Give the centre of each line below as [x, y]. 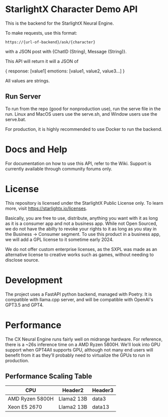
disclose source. [22, 260]
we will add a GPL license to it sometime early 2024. [59, 239]
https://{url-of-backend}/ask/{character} [50, 42]
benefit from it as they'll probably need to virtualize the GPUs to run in [78, 355]
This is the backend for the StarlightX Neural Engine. [60, 23]
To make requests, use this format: [41, 33]
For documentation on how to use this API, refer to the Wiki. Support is [78, 163]
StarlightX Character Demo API [71, 9]
